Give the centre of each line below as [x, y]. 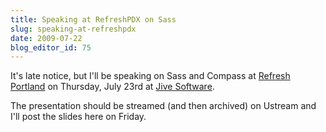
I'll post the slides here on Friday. [78, 117]
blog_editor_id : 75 [51, 47]
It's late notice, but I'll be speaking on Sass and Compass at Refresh [150, 76]
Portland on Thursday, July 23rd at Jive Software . [112, 87]
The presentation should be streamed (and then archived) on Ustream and [163, 106]
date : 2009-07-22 [46, 38]
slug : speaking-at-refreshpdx [73, 29]
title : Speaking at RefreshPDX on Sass [93, 19]
